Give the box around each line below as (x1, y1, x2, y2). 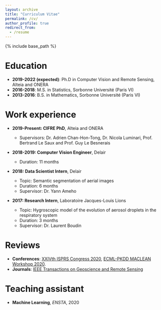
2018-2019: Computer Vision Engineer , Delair (12, 149, 106, 155)
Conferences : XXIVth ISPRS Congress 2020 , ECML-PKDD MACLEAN (12, 256, 151, 262)
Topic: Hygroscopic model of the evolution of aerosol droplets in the (19, 207, 157, 213)
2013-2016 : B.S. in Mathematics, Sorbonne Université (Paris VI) (12, 92, 141, 98)
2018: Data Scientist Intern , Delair (12, 168, 82, 174)
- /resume (9, 30, 29, 35)
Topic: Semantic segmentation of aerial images (19, 178, 114, 184)
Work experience (5, 109, 77, 120)
